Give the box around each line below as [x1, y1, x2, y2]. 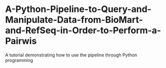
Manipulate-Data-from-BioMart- [5, 14, 143, 25]
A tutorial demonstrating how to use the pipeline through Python [5, 51, 137, 58]
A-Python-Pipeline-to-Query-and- [5, 3, 151, 15]
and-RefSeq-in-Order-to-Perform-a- [5, 25, 161, 36]
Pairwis [5, 35, 37, 47]
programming [5, 57, 33, 63]
